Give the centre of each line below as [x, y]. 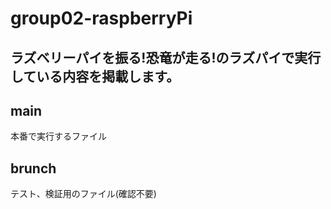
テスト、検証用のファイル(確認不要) [83, 194]
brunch [33, 168]
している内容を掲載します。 [95, 76]
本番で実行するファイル [58, 136]
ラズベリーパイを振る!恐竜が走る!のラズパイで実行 [166, 57]
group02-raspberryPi [101, 18]
